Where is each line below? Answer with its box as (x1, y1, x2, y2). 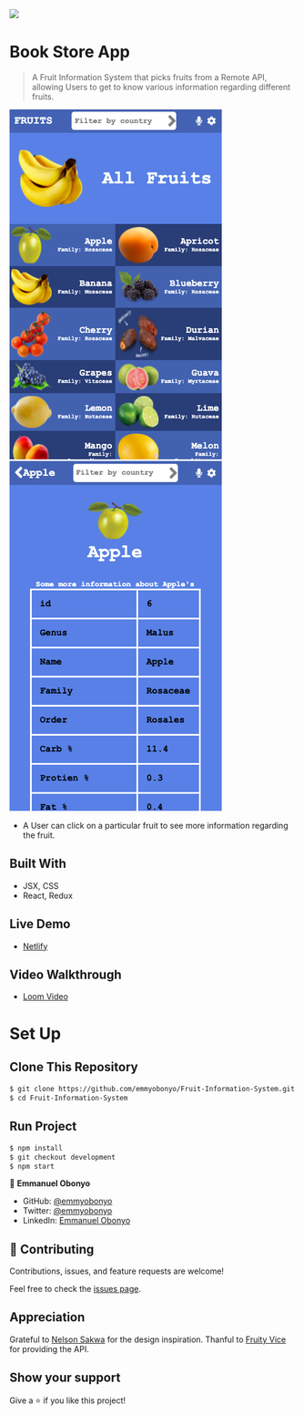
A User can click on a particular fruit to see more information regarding (22, 820, 289, 831)
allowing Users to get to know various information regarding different (31, 81, 291, 92)
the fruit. (22, 830, 56, 841)
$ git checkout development (9, 1153, 117, 1162)
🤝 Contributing (9, 1241, 95, 1257)
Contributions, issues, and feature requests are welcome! (9, 1265, 225, 1276)
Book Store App (9, 42, 130, 63)
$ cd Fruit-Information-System (9, 1094, 128, 1103)
